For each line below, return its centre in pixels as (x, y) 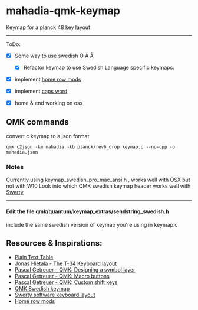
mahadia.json (22, 152)
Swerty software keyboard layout (55, 295)
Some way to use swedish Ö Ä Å (54, 56)
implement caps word (41, 91)
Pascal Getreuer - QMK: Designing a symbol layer (75, 270)
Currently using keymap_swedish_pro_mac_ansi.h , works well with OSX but (98, 180)
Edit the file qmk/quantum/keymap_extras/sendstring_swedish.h (88, 211)
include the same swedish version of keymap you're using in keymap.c (92, 224)
